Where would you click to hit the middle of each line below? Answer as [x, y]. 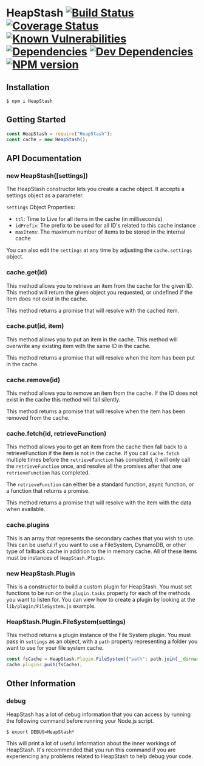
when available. [26, 509]
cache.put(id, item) [35, 326]
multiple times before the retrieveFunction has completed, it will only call [98, 460]
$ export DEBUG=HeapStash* [40, 732]
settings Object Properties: [41, 207]
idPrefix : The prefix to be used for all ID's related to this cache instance [105, 226]
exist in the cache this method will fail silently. [63, 400]
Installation [28, 87]
